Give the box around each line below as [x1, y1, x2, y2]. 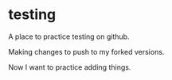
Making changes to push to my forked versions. [8, 47, 165, 56]
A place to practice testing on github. [8, 32, 130, 41]
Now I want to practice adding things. [8, 62, 131, 72]
